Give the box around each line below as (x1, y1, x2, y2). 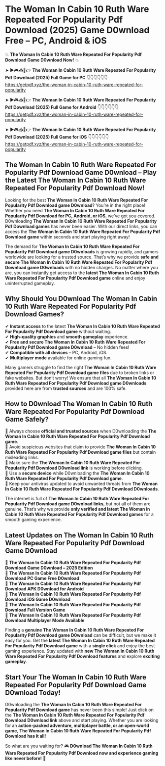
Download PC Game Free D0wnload (5, 575, 80, 581)
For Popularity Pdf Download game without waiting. (5, 328, 112, 335)
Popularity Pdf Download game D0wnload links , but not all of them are (5, 501, 151, 507)
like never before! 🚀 (5, 756, 46, 761)
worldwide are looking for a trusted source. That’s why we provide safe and (5, 254, 159, 260)
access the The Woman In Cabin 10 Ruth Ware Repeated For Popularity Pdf (5, 229, 161, 235)
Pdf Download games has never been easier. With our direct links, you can (5, 223, 158, 229)
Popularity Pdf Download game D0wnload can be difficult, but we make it (5, 632, 157, 638)
